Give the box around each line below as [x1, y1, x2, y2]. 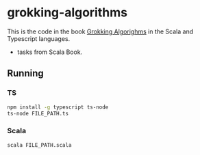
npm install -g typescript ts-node [7, 104, 109, 111]
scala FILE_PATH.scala [7, 141, 72, 148]
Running [7, 68, 45, 79]
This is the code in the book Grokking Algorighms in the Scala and [7, 27, 194, 36]
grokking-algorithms [7, 5, 128, 20]
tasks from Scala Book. [16, 48, 83, 56]
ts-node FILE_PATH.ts [7, 110, 69, 117]
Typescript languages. [7, 34, 71, 42]
